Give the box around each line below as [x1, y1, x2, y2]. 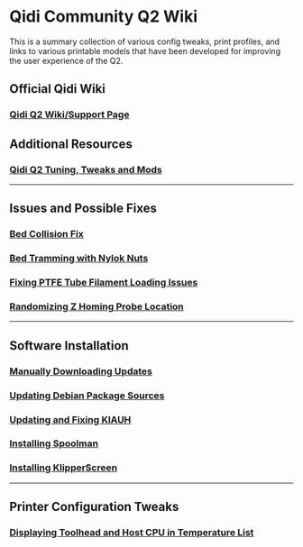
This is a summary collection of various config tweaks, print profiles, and [9, 36, 280, 47]
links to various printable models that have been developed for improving [9, 45, 281, 56]
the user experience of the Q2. [9, 55, 124, 66]
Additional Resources [9, 136, 133, 151]
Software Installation [9, 338, 129, 353]
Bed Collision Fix [9, 228, 84, 241]
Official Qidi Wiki [9, 81, 106, 96]
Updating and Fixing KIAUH [9, 413, 132, 425]
